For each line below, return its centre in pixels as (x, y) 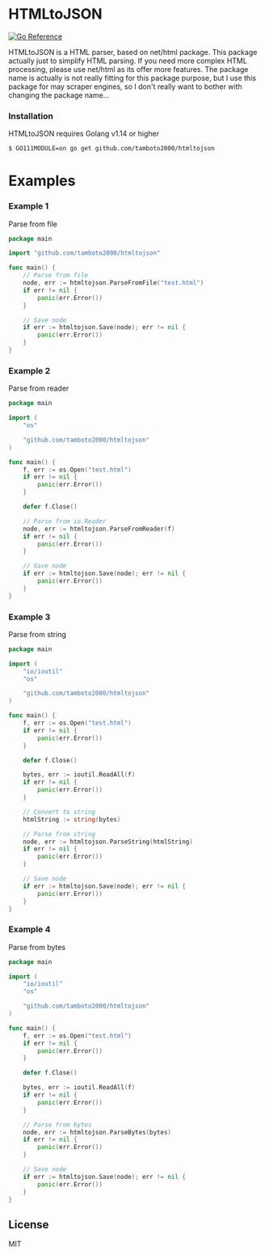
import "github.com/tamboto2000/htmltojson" (84, 253)
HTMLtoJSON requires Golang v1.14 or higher (84, 133)
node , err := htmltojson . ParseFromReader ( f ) (99, 529)
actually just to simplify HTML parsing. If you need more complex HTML (128, 61)
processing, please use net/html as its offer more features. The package (128, 69)
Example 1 (29, 206)
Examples (42, 181)
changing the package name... (59, 95)
